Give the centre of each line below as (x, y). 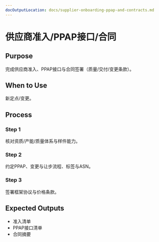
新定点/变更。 (20, 98)
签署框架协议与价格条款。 (32, 192)
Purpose (19, 56)
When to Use (26, 86)
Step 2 (14, 155)
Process (19, 115)
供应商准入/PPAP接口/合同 (61, 37)
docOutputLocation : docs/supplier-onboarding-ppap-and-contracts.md (80, 10)
